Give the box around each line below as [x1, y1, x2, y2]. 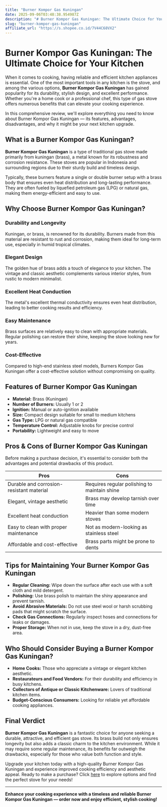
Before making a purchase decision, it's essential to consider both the [5, 455, 148, 461]
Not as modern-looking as [85, 524, 148, 531]
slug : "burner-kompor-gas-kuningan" [5, 21, 81, 26]
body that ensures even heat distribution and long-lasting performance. [5, 179, 152, 185]
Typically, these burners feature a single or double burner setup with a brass [5, 174, 162, 180]
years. [5, 339, 18, 345]
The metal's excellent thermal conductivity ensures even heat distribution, [5, 299, 157, 305]
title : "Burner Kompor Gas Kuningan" [5, 7, 83, 12]
